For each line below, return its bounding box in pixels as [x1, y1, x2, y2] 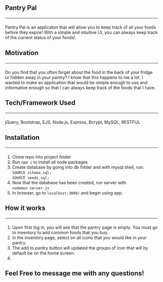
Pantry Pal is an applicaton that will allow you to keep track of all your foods [5, 24, 156, 30]
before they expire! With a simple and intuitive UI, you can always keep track [5, 30, 158, 35]
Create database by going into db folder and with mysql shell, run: [12, 164, 144, 170]
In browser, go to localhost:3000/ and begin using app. [12, 190, 123, 195]
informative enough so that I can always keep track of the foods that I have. [5, 85, 156, 90]
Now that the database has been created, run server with [12, 179, 127, 185]
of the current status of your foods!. [5, 35, 77, 41]
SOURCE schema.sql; [12, 170, 52, 175]
